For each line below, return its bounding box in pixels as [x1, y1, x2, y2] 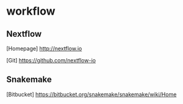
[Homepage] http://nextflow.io [6, 45, 82, 52]
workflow [6, 4, 56, 18]
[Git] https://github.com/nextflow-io [6, 57, 96, 64]
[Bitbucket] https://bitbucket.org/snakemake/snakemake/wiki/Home [6, 91, 177, 98]
